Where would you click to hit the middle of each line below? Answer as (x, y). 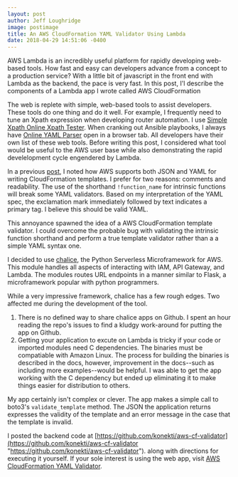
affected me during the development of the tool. (77, 304)
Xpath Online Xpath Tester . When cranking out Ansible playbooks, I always (117, 127)
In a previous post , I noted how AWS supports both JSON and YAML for (112, 172)
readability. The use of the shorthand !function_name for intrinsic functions (117, 187)
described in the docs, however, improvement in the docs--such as (116, 363)
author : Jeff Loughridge (44, 21)
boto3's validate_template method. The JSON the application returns (109, 407)
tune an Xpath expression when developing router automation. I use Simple (117, 120)
